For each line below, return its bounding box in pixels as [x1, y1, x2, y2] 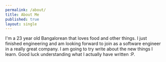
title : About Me [5, 12, 39, 17]
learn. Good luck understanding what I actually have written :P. [5, 51, 135, 57]
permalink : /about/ [5, 7, 46, 13]
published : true [5, 17, 39, 22]
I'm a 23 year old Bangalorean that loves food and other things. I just [5, 35, 147, 41]
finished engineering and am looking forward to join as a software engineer [5, 41, 161, 47]
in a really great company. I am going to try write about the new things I [5, 46, 153, 52]
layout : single [5, 21, 37, 27]
